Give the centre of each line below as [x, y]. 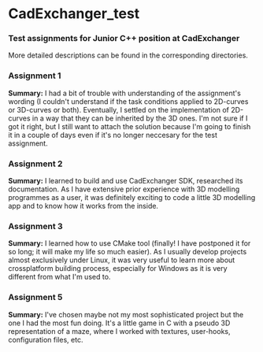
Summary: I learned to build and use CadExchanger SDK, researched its [126, 181]
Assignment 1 [35, 76]
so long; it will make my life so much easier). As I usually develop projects [128, 252]
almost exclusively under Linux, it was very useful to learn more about [122, 260]
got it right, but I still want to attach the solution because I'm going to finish [130, 126]
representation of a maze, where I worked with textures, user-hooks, [119, 331]
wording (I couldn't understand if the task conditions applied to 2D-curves [128, 101]
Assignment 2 [35, 164]
